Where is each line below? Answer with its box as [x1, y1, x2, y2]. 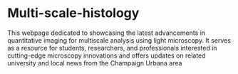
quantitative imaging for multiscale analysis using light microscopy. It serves [7, 36, 232, 44]
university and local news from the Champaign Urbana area [7, 58, 182, 67]
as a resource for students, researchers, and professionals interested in [7, 43, 217, 52]
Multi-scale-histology [7, 5, 140, 21]
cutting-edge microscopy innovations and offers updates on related [7, 51, 206, 60]
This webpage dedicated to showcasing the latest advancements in [7, 28, 205, 37]
